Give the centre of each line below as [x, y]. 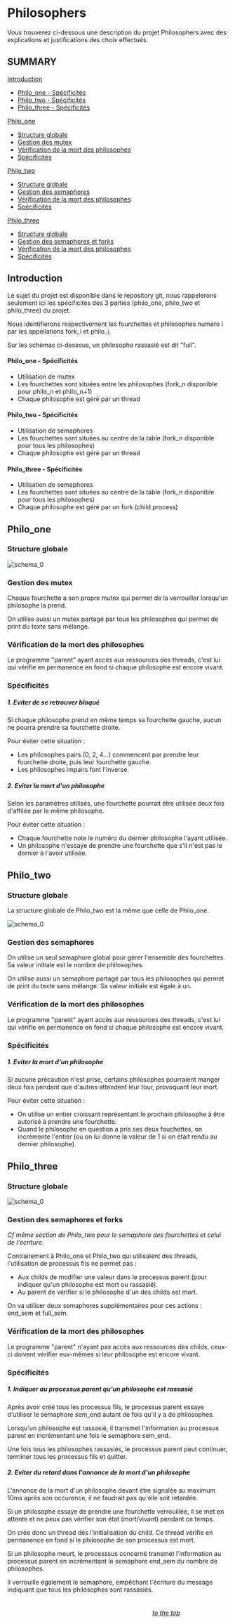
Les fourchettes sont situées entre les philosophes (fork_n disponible [117, 384]
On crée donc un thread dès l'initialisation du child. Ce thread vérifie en [110, 1532]
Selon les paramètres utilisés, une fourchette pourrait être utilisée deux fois [116, 804]
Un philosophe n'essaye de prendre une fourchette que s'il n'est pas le [120, 846]
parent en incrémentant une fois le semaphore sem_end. [89, 1435]
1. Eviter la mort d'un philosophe [55, 1062]
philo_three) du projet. [39, 310]
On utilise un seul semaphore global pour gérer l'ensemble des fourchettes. [116, 957]
